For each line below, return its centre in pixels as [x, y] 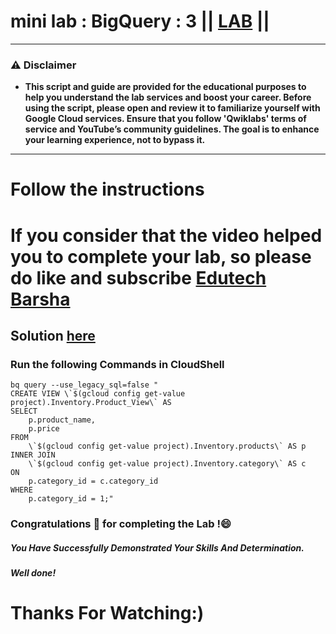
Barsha [40, 299]
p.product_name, [62, 420]
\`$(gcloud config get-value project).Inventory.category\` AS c [167, 464]
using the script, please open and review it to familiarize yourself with [172, 108]
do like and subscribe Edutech [138, 277]
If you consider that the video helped [166, 235]
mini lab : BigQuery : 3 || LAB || [140, 21]
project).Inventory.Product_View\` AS [91, 403]
